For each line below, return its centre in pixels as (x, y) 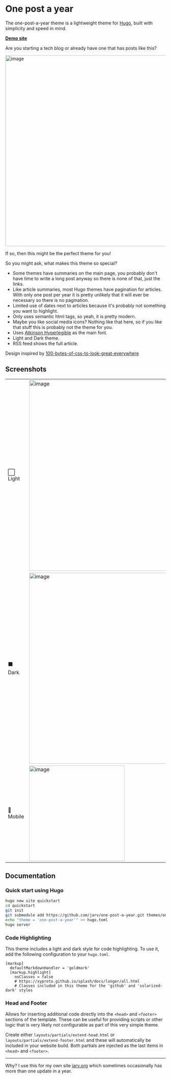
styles (26, 990)
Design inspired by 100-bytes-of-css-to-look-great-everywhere (72, 353)
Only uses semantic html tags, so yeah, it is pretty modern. (74, 316)
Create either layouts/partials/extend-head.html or (60, 1035)
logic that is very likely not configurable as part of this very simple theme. (82, 1025)
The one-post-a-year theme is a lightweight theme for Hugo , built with (79, 23)
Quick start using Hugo (34, 891)
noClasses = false (34, 977)
